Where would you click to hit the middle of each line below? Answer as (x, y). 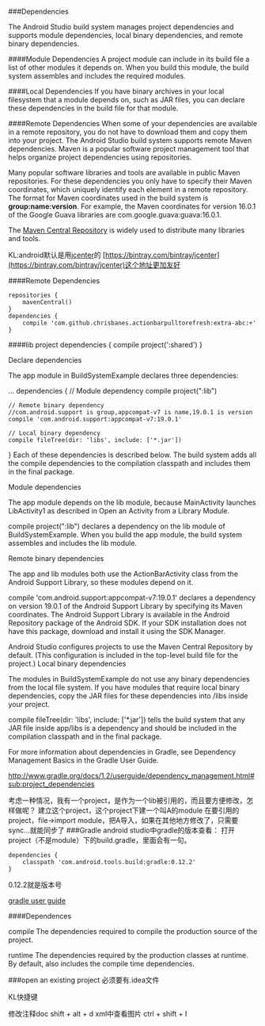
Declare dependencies (45, 360)
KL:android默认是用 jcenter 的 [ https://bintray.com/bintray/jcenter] (114, 255)
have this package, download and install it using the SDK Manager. (117, 631)
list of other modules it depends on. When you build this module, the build (129, 67)
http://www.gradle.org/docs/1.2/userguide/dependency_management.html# (131, 776)
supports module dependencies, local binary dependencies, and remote (126, 35)
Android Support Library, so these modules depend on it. (101, 582)
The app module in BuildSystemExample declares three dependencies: (123, 375)
